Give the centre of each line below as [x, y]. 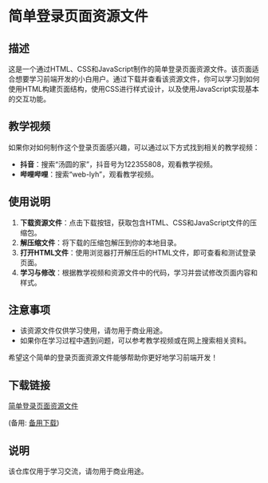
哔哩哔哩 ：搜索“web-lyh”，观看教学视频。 [89, 174]
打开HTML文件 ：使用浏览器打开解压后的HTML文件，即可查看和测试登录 [138, 252]
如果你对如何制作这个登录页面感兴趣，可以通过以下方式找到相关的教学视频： [134, 147]
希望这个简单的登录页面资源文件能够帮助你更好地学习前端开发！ [113, 358]
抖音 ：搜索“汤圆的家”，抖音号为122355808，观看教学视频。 [118, 164]
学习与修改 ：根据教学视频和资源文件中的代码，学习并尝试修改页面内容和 [138, 272]
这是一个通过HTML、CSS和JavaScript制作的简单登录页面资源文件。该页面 [130, 69]
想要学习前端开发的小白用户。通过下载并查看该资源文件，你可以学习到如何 [137, 79]
